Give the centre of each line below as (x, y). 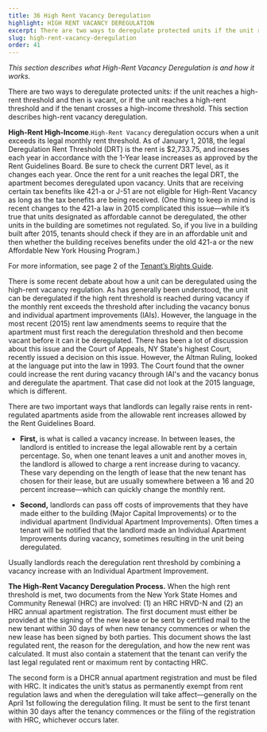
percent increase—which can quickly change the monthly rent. (122, 490)
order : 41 (25, 45)
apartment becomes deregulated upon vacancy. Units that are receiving (126, 183)
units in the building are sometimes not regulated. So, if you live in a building (133, 225)
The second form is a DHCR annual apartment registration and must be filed (133, 678)
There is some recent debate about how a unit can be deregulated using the (133, 281)
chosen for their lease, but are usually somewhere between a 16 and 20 (137, 481)
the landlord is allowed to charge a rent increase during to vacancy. (130, 464)
